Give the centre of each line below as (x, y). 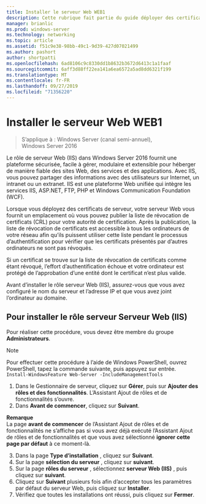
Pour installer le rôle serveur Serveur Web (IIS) (97, 317)
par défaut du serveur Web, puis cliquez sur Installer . (83, 488)
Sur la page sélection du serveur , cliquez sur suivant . (85, 462)
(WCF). (15, 196)
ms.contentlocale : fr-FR (38, 80)
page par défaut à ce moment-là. (48, 443)
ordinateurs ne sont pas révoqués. (50, 248)
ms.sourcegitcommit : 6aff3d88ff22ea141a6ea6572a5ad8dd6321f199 (89, 69)
